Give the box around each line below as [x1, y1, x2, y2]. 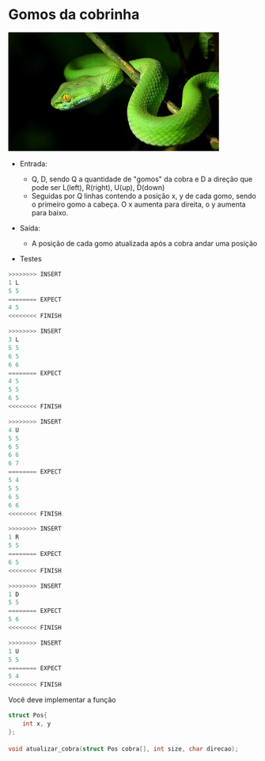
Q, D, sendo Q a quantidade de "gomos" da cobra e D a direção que [31, 174, 253, 184]
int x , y [22, 720, 51, 728]
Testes [19, 253, 42, 263]
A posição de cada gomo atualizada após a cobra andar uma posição [31, 238, 258, 248]
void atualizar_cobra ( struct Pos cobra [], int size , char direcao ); [8, 744, 239, 753]
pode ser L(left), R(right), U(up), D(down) [31, 182, 165, 192]
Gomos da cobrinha [8, 6, 140, 24]
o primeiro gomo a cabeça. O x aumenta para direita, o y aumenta [31, 200, 247, 209]
